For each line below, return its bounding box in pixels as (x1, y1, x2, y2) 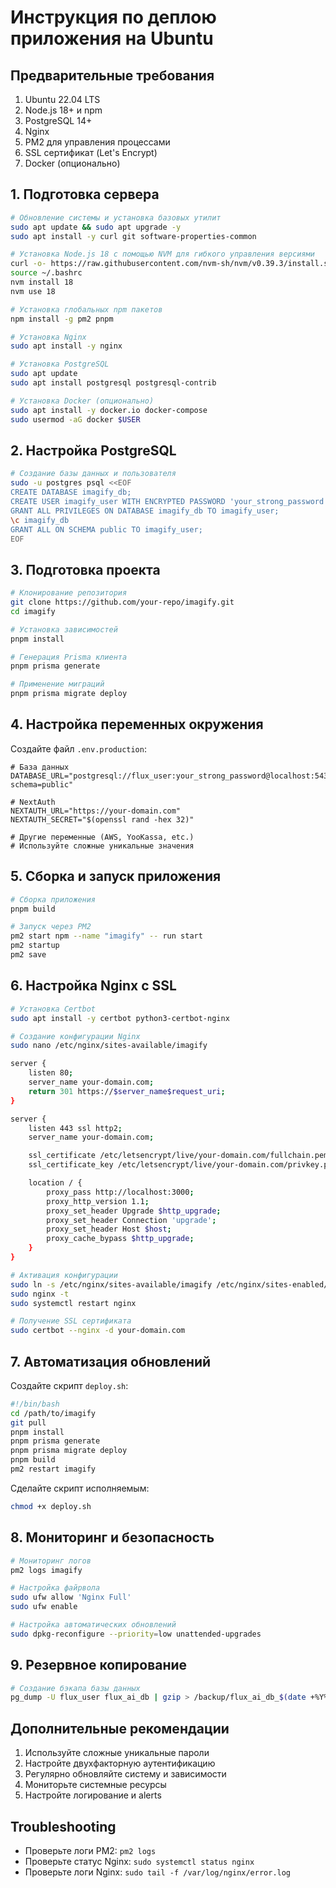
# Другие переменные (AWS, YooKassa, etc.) (10, 832, 195, 842)
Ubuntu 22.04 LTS (24, 94, 101, 105)
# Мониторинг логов (10, 1556, 92, 1566)
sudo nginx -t (10, 1289, 70, 1299)
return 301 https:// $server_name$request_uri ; (28, 1086, 226, 1096)
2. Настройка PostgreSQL (10, 442, 177, 459)
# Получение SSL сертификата (10, 1316, 132, 1326)
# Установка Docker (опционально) (10, 396, 155, 406)
